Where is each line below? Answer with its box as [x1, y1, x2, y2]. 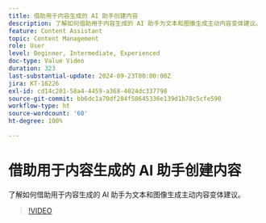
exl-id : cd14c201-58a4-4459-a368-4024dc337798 [8, 86, 168, 95]
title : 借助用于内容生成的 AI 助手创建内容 [8, 11, 139, 20]
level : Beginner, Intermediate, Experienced [8, 49, 160, 57]
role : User [8, 42, 45, 50]
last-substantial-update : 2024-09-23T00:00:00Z [8, 72, 172, 80]
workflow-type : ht [8, 102, 70, 110]
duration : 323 [8, 65, 56, 73]
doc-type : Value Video [8, 57, 85, 65]
